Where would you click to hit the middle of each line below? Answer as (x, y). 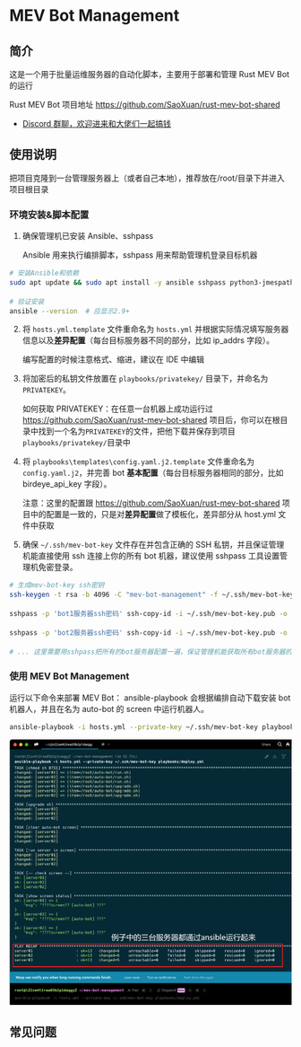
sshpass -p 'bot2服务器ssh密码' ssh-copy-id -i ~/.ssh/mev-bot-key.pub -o (149, 633)
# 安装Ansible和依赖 (44, 273)
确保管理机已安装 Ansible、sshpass (88, 236)
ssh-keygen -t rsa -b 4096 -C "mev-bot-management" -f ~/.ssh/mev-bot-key (152, 595)
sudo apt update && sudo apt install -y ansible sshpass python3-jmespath (152, 282)
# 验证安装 (27, 302)
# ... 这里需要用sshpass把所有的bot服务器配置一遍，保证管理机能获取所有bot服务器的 (151, 652)
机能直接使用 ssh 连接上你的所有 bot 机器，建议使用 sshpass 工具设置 (151, 556)
